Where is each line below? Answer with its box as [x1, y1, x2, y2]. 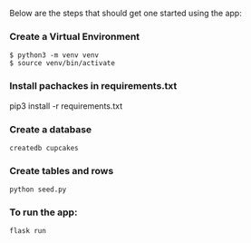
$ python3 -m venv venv [9, 51, 100, 60]
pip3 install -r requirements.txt [9, 100, 123, 112]
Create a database [9, 122, 92, 135]
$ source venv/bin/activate [9, 59, 116, 68]
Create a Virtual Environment [9, 30, 140, 43]
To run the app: [9, 206, 78, 219]
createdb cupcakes [9, 143, 79, 152]
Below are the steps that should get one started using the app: [9, 8, 242, 18]
